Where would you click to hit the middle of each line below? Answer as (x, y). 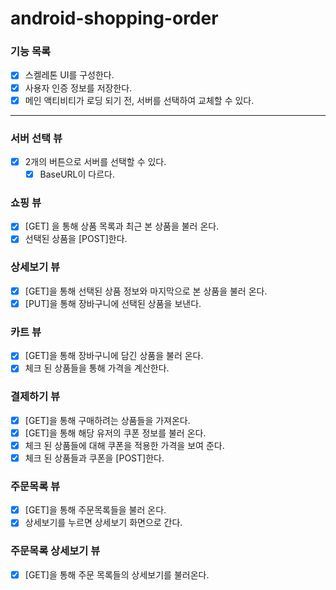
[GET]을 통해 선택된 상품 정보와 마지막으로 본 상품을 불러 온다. (146, 291)
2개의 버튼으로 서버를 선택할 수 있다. (95, 161)
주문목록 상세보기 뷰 (55, 551)
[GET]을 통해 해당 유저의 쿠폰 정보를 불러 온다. (115, 433)
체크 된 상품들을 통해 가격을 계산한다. (97, 368)
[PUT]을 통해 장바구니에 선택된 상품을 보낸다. (113, 303)
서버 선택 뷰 (36, 138)
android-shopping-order (114, 18)
